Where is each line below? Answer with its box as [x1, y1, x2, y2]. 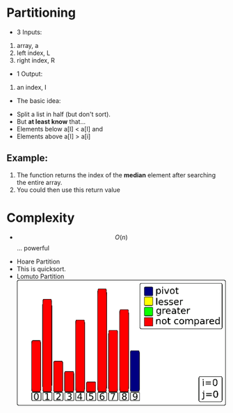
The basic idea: [16, 96, 61, 105]
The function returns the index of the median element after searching [16, 170, 216, 179]
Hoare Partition [16, 257, 61, 266]
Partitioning [6, 5, 76, 21]
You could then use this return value [16, 186, 121, 194]
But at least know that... [16, 117, 86, 126]
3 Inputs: [16, 28, 42, 36]
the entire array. [16, 178, 63, 186]
